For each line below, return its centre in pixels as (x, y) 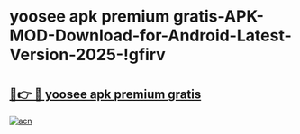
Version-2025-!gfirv (88, 55)
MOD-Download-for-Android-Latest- (151, 36)
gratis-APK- (218, 17)
